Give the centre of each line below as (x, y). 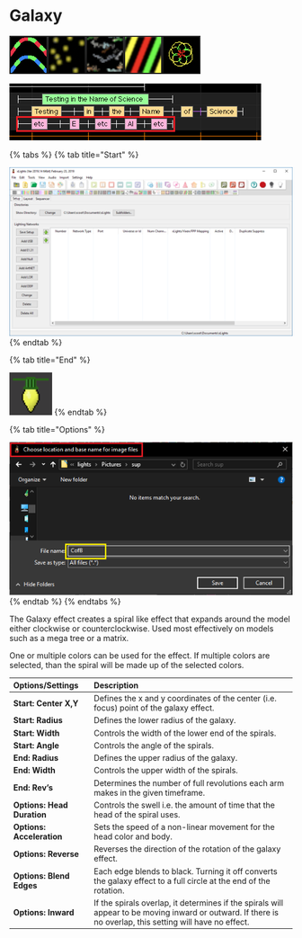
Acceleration (38, 836)
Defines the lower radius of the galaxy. (165, 720)
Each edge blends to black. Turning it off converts (186, 871)
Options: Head (41, 805)
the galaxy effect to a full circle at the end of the (182, 880)
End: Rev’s (33, 788)
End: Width (34, 771)
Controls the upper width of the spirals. (166, 771)
